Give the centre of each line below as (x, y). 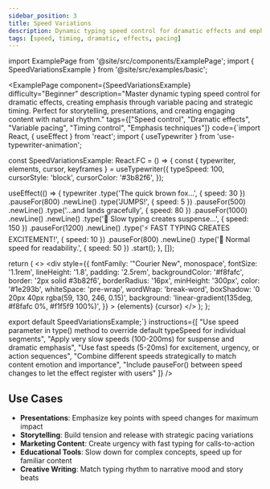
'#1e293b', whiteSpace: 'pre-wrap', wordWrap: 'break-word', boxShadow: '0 (134, 290)
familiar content (46, 461)
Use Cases (36, 399)
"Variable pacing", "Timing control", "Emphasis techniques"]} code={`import (135, 128)
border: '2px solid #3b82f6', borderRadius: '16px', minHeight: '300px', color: (134, 281)
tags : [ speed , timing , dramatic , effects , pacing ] (95, 38)
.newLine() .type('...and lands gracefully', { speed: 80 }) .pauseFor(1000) (128, 211)
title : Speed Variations (50, 23)
